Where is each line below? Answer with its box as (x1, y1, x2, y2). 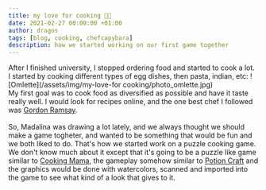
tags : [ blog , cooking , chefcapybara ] (8, 33, 133, 42)
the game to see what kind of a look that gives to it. (8, 173, 176, 183)
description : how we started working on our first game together (8, 41, 229, 49)
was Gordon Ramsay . (8, 105, 78, 115)
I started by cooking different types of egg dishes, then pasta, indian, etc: (8, 72, 249, 81)
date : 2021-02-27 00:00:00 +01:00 (8, 19, 123, 27)
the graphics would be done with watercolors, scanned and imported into (8, 165, 249, 174)
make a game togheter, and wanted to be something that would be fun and (8, 130, 253, 140)
